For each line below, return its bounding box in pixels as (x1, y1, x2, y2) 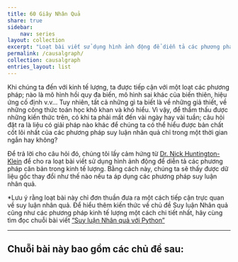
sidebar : (7, 23, 33, 31)
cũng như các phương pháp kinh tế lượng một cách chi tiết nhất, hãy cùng (7, 208, 223, 217)
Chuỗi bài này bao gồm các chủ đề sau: (7, 243, 184, 256)
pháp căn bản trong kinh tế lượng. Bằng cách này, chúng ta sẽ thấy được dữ (7, 164, 229, 173)
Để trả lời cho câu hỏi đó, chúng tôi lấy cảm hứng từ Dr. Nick (7, 149, 183, 158)
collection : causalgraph (7, 57, 81, 64)
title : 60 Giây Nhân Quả (7, 10, 81, 18)
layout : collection (7, 37, 65, 44)
